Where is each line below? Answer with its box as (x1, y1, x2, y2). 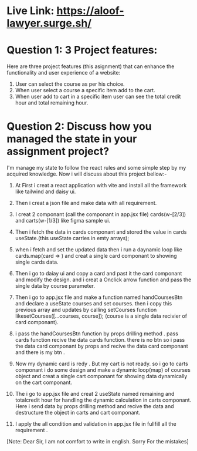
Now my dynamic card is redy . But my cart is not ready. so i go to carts (15, 360, 188, 368)
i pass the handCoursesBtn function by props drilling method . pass (15, 330, 178, 337)
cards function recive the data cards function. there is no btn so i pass (15, 336, 185, 344)
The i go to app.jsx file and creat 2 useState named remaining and (15, 391, 175, 398)
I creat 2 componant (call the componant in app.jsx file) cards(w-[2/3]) (15, 211, 186, 218)
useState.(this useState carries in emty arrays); (15, 235, 130, 242)
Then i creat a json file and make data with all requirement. (15, 200, 157, 207)
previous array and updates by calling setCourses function (15, 307, 157, 314)
